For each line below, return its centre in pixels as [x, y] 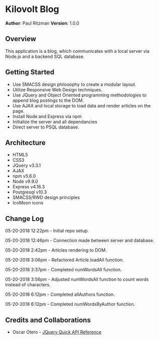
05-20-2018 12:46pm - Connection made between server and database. [80, 241]
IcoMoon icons [28, 203]
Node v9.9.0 [25, 181]
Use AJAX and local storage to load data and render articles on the [82, 105]
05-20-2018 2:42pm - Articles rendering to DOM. [56, 250]
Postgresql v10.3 [30, 192]
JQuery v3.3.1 [27, 165]
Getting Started [30, 72]
